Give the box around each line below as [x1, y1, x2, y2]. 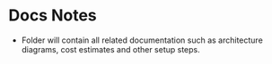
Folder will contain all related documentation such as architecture [21, 35, 264, 45]
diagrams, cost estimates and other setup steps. [21, 44, 201, 54]
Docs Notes [8, 5, 98, 26]
